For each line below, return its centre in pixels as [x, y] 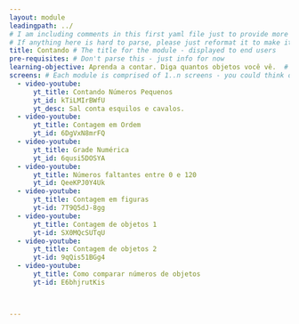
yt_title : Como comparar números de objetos [117, 274]
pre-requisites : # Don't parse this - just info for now [117, 59]
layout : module [37, 17]
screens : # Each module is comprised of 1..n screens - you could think [147, 76]
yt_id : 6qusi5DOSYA [69, 158]
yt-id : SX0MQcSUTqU [69, 232]
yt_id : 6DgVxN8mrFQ [69, 134]
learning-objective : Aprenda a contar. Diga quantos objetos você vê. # [149, 68]
